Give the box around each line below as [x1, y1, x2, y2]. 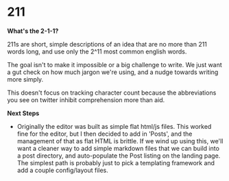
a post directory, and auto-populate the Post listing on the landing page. [16, 152, 221, 160]
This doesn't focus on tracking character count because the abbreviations [7, 88, 217, 97]
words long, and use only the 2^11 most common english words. [7, 47, 187, 56]
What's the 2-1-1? [7, 27, 59, 35]
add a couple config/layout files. [16, 166, 108, 174]
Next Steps [7, 109, 40, 117]
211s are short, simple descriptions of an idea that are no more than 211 [7, 40, 208, 48]
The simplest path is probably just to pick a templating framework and [16, 158, 215, 167]
